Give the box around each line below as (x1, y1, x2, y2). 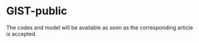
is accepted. (6, 30, 37, 37)
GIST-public (6, 4, 67, 18)
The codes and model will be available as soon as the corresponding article (6, 24, 194, 31)
